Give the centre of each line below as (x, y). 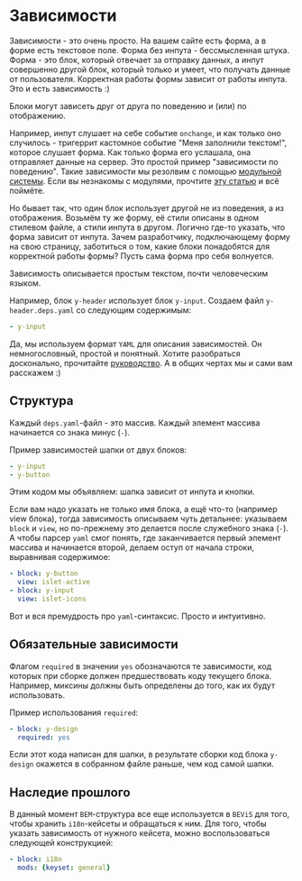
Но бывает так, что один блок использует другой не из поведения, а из (147, 207)
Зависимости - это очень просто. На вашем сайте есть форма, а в (138, 41)
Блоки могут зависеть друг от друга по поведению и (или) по (128, 106)
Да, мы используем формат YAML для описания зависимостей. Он (136, 344)
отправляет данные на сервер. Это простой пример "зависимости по (144, 161)
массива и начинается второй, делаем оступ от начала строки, (132, 547)
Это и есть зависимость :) (59, 88)
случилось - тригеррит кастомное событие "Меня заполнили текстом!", (148, 142)
